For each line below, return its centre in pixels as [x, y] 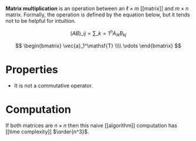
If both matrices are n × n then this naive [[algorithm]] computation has [92, 126]
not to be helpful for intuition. [41, 21]
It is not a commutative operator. [53, 86]
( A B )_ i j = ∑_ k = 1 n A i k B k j [98, 33]
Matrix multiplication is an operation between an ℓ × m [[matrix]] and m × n [97, 8]
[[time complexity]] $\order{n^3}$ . [47, 132]
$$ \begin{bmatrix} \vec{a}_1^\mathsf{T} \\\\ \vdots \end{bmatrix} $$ [98, 46]
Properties [32, 69]
